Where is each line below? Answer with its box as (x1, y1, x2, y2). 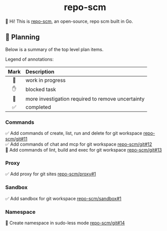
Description (25, 68, 55, 75)
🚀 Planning (5, 33, 40, 41)
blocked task (25, 86, 57, 93)
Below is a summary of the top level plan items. (5, 46, 104, 52)
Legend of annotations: (5, 56, 54, 62)
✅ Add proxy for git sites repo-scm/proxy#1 (5, 171, 96, 177)
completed (25, 103, 52, 110)
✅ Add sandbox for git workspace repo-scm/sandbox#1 (5, 195, 121, 201)
